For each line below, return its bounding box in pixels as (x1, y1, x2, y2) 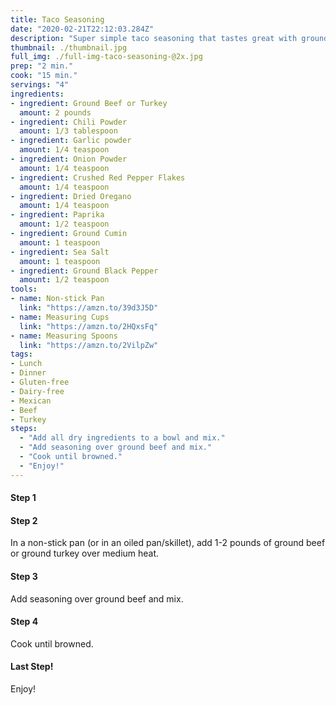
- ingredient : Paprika (10, 210, 105, 220)
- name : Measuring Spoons (10, 331, 118, 341)
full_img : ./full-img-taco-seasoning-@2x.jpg (10, 52, 203, 62)
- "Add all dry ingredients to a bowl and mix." (19, 433, 226, 443)
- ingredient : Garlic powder (10, 136, 132, 146)
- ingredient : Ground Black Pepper (10, 266, 159, 276)
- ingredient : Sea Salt (10, 247, 110, 257)
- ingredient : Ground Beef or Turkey (10, 98, 168, 108)
